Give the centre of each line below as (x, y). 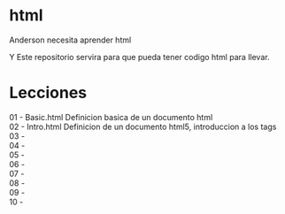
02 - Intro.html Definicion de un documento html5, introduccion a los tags (143, 126)
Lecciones (48, 93)
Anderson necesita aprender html (70, 40)
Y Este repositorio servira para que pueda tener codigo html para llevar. (139, 57)
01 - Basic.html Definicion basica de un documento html (111, 117)
